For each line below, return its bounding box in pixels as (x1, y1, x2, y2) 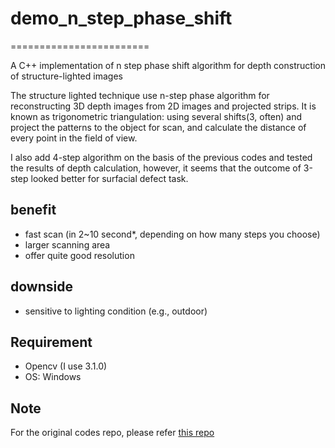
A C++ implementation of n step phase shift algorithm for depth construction (10, 59, 326, 71)
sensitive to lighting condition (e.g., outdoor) (24, 305, 208, 317)
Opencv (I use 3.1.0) (24, 360, 108, 372)
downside (10, 278, 73, 296)
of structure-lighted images (10, 70, 123, 82)
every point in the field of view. (10, 132, 138, 144)
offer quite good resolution (24, 249, 135, 261)
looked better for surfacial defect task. (30, 172, 189, 184)
